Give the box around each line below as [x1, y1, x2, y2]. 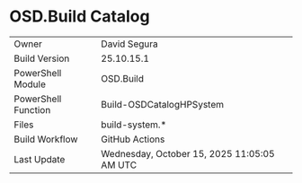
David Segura [101, 38, 159, 50]
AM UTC [101, 159, 138, 171]
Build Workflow [13, 133, 78, 145]
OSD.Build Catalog [9, 6, 150, 27]
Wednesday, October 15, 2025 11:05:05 [101, 147, 276, 160]
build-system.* [101, 118, 167, 131]
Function [13, 103, 51, 116]
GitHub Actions [101, 133, 165, 145]
